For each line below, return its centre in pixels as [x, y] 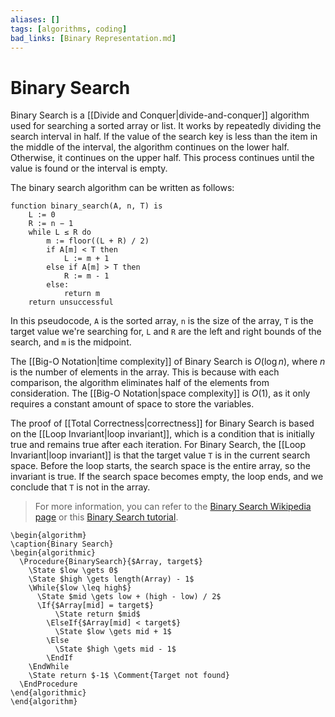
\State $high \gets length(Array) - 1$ [111, 579]
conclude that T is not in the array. [80, 487]
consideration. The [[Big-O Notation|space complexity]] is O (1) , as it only [160, 393]
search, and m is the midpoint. [71, 342]
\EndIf [60, 658]
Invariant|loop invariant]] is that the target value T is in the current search [160, 455]
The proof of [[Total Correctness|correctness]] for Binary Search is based [162, 423]
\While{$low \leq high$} [80, 588]
